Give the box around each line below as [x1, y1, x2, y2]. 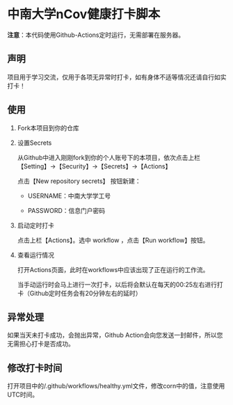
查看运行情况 [17, 251, 54, 259]
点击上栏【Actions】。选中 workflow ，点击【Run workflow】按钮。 [17, 236, 209, 244]
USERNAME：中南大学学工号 [27, 191, 111, 200]
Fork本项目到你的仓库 [17, 123, 80, 132]
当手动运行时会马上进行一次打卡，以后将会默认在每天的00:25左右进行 [17, 280, 218, 289]
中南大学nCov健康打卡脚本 [7, 6, 161, 22]
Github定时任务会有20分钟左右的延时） [29, 289, 142, 297]
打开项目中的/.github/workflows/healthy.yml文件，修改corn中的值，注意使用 [7, 382, 225, 390]
